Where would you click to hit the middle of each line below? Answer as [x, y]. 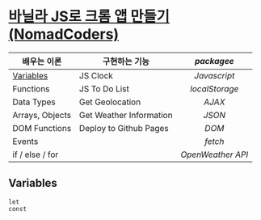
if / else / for [36, 154]
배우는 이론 [42, 61]
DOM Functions [42, 128]
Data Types [34, 102]
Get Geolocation [110, 102]
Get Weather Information [126, 115]
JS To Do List [104, 88]
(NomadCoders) [64, 34]
